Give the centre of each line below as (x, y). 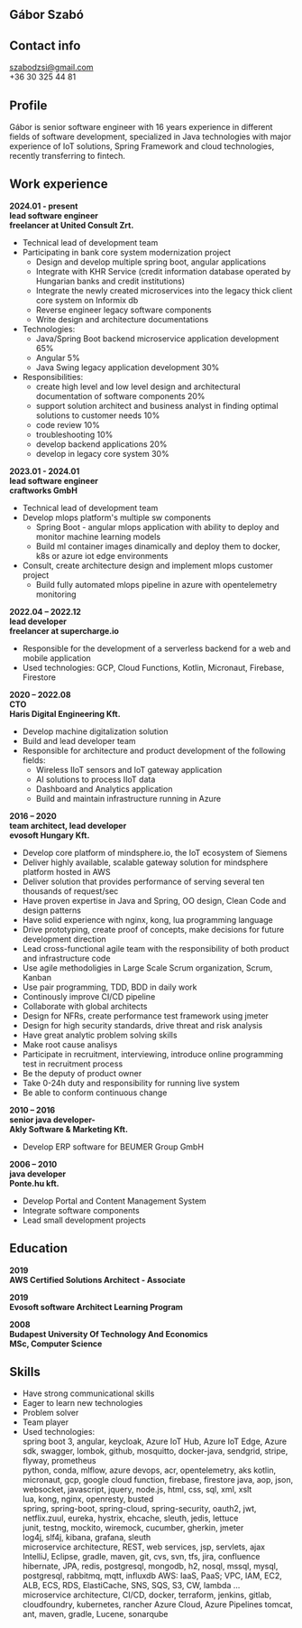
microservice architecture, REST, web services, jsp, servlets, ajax (144, 1547)
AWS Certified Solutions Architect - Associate (98, 1279)
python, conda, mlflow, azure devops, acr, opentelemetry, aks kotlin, (149, 1470)
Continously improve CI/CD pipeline (89, 996)
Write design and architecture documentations (122, 319)
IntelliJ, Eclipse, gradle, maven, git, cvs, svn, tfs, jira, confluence (141, 1557)
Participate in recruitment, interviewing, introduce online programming (153, 1054)
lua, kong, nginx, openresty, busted (88, 1499)
